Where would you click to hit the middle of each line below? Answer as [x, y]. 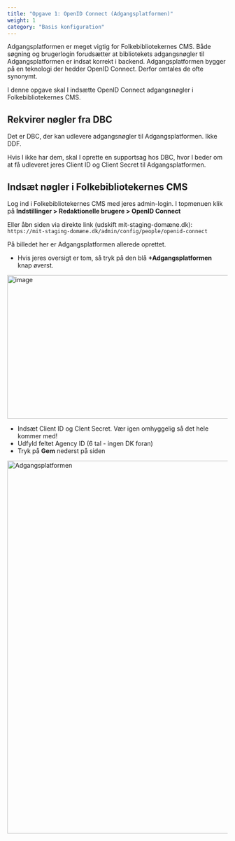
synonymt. [22, 76]
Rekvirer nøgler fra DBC [60, 119]
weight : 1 [22, 20]
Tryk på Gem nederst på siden [61, 451]
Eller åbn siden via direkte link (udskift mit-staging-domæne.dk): [100, 224]
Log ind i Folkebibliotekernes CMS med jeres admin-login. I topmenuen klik [115, 203]
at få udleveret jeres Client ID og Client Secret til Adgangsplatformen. [107, 165]
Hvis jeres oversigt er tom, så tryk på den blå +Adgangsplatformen [114, 258]
